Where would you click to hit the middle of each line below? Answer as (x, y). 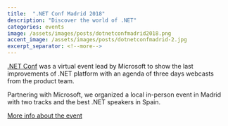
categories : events (36, 27)
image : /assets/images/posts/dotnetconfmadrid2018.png (89, 33)
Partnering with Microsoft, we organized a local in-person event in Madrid (114, 94)
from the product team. (41, 81)
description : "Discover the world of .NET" (72, 20)
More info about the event (45, 115)
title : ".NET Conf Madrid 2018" (56, 14)
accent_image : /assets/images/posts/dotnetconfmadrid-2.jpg (97, 40)
